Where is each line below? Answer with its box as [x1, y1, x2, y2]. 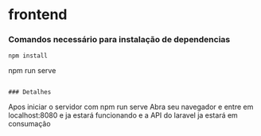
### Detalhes [8, 88, 52, 96]
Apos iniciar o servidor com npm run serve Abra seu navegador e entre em [8, 102, 254, 112]
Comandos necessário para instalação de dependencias [8, 34, 231, 45]
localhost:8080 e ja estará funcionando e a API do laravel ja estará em [8, 111, 239, 120]
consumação [8, 119, 51, 129]
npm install [8, 52, 48, 60]
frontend [8, 6, 68, 24]
